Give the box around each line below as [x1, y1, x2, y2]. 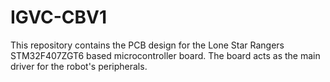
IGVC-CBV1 [10, 6, 108, 29]
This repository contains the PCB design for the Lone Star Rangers [10, 39, 285, 51]
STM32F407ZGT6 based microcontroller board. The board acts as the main [10, 49, 321, 61]
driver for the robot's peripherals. [10, 60, 148, 72]
